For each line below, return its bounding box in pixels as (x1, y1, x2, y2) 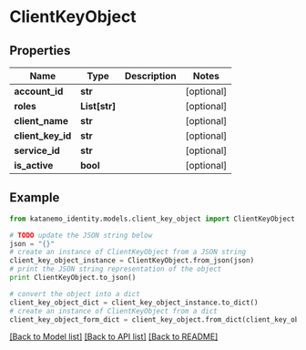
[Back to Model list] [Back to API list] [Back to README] (9, 331, 219, 343)
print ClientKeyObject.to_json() (9, 273, 137, 283)
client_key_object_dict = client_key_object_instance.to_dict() (9, 298, 259, 307)
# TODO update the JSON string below (9, 231, 153, 240)
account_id (14, 85, 64, 98)
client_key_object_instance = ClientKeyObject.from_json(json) (9, 256, 255, 265)
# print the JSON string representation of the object (9, 264, 222, 274)
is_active (14, 160, 54, 171)
